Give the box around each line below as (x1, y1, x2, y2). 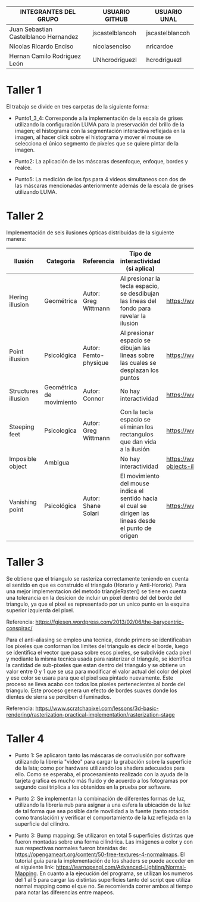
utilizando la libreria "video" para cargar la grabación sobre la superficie (14, 758, 192, 765)
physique (83, 358, 109, 367)
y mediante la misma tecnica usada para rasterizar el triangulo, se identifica (6, 655, 192, 662)
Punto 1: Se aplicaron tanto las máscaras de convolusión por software (14, 751, 186, 759)
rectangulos (120, 430, 154, 438)
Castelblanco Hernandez (9, 33, 79, 41)
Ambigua (44, 458, 70, 467)
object (9, 462, 27, 470)
